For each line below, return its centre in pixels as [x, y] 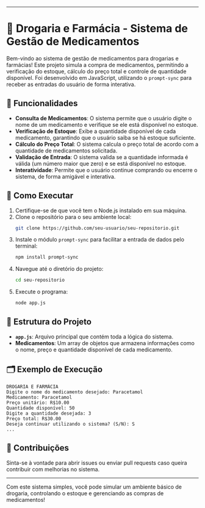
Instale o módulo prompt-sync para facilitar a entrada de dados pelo [100, 240]
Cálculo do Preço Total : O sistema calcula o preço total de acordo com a [107, 144]
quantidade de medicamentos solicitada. [66, 151]
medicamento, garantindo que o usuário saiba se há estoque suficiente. [105, 137]
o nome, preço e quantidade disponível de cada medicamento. [94, 349]
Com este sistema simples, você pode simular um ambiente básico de [94, 487]
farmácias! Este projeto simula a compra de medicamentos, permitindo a [98, 65]
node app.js [30, 303]
